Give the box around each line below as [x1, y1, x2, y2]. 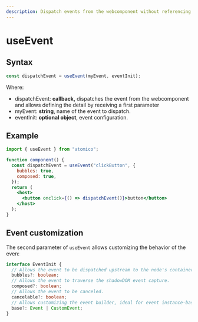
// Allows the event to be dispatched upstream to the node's [11, 267, 167, 273]
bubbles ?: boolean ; [11, 272, 60, 278]
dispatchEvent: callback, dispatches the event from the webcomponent [14, 95, 189, 102]
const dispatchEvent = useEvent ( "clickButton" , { [11, 162, 136, 168]
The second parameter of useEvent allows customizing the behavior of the [6, 244, 186, 251]
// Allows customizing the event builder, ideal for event [11, 300, 160, 306]
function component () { [6, 157, 65, 163]
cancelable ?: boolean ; [11, 294, 67, 300]
